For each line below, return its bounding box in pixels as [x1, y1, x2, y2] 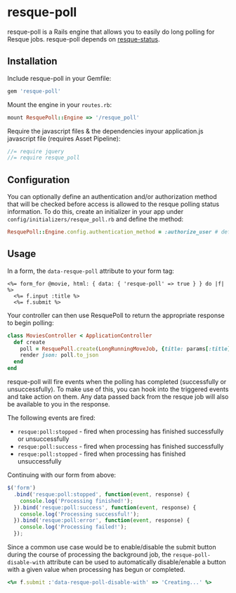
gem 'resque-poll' [7, 87, 61, 95]
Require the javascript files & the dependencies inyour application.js [7, 127, 204, 135]
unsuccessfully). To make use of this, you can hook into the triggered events [7, 385, 229, 393]
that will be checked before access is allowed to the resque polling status [7, 200, 220, 208]
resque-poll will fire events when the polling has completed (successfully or [7, 378, 227, 385]
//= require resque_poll [7, 154, 80, 162]
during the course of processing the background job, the [7, 550, 171, 559]
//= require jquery [7, 148, 65, 155]
